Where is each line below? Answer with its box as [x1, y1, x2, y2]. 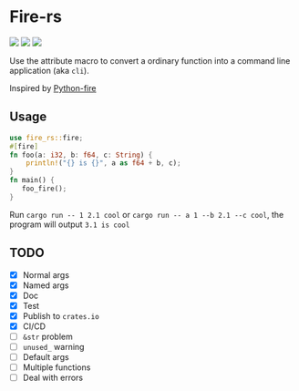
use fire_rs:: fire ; [9, 133, 84, 142]
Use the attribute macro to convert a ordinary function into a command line [9, 55, 291, 66]
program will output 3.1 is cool [9, 219, 130, 230]
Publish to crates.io [22, 310, 100, 321]
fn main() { [9, 176, 55, 185]
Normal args [22, 269, 70, 280]
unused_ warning [22, 342, 85, 352]
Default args [22, 352, 70, 363]
